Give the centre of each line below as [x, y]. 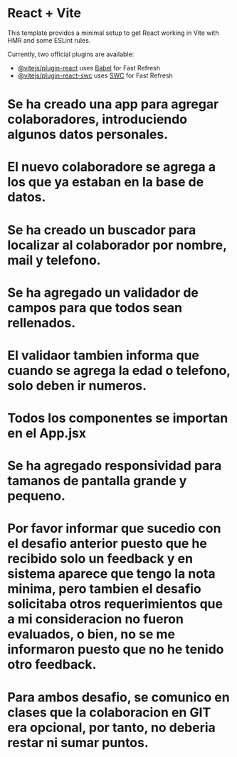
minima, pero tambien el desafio [104, 589]
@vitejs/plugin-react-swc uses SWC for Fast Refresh [95, 75]
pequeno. [37, 496]
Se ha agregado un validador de [103, 292]
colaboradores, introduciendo [97, 120]
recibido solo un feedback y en [100, 559]
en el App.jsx [47, 434]
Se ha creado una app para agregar [113, 104]
